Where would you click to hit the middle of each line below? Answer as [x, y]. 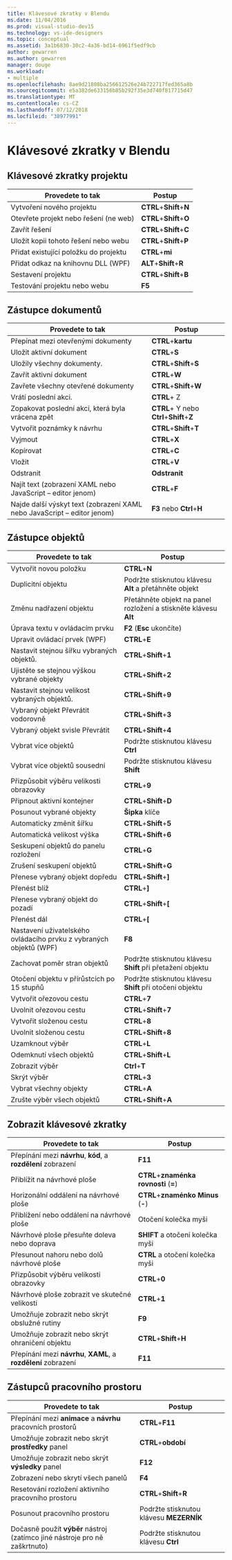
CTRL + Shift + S [175, 363]
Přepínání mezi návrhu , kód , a [59, 1156]
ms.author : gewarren [37, 59]
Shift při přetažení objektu [166, 968]
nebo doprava [33, 1244]
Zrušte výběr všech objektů [55, 1100]
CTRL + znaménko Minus [178, 1195]
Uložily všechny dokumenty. [57, 363]
